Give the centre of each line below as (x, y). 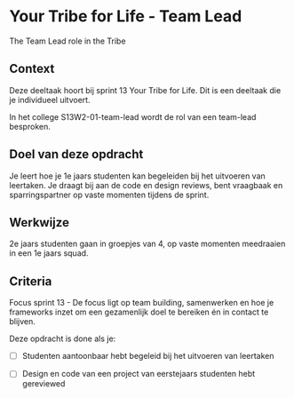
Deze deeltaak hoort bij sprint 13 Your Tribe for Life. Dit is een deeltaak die (145, 90)
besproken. (30, 126)
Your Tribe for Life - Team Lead (126, 16)
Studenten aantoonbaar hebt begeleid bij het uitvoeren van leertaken (148, 356)
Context (32, 69)
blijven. (22, 322)
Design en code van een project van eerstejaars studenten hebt (139, 374)
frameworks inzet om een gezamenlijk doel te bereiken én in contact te (139, 312)
